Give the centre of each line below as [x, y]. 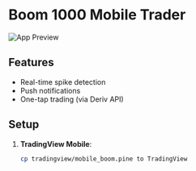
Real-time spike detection [63, 81]
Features [31, 63]
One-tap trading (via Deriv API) [72, 99]
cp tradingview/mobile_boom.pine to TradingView [104, 159]
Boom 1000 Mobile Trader [97, 15]
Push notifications [50, 90]
